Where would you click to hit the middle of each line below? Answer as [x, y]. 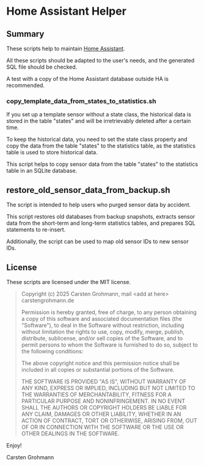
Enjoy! [14, 445]
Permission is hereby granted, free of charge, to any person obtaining [109, 312]
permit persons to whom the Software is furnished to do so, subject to [110, 345]
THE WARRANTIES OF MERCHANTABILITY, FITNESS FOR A [97, 394]
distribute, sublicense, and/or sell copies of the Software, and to [102, 338]
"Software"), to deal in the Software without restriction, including [103, 325]
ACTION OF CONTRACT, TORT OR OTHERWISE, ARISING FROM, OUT [109, 420]
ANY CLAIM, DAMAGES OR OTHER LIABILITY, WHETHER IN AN [101, 414]
